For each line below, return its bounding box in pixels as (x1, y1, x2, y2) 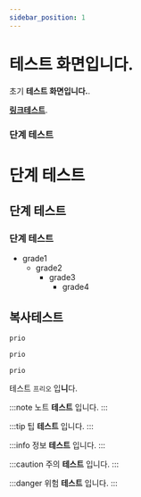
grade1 (21, 253, 47, 264)
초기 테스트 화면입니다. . (9, 86, 91, 96)
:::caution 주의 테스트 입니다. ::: (9, 459, 119, 469)
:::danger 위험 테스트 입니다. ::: (9, 477, 118, 488)
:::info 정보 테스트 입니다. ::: (9, 439, 105, 451)
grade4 (62, 282, 89, 293)
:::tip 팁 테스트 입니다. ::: (9, 420, 94, 431)
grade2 (35, 262, 62, 273)
